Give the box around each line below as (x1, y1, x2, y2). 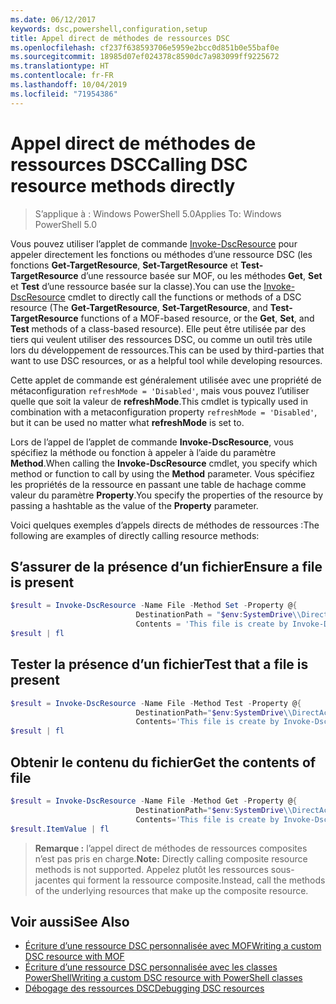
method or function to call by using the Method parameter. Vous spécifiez (10, 467, 315, 480)
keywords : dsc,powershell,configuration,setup (10, 24, 208, 34)
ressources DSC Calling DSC (10, 153, 248, 176)
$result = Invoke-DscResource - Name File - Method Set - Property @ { (10, 601, 298, 611)
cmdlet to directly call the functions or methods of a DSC (67, 291, 302, 303)
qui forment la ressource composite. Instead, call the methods (72, 874, 326, 886)
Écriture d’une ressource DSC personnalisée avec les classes (24, 961, 278, 973)
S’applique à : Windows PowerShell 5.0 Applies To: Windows (34, 207, 282, 220)
